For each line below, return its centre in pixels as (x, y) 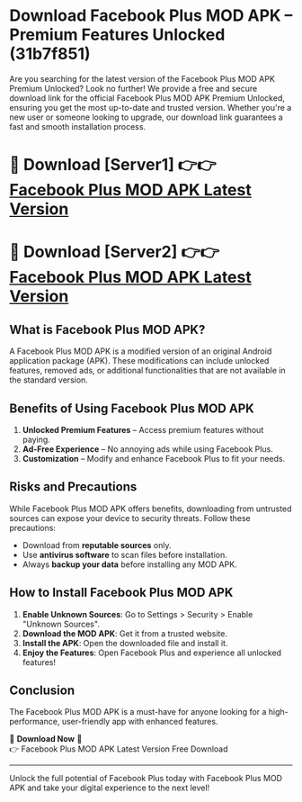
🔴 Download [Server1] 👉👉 (113, 165)
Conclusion (42, 690)
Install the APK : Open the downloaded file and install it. (125, 643)
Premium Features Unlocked (117, 35)
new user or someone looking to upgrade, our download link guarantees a (146, 117)
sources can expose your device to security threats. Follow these (130, 518)
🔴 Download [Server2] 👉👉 (115, 252)
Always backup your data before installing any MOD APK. (129, 564)
